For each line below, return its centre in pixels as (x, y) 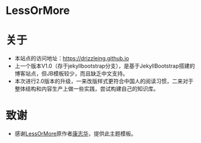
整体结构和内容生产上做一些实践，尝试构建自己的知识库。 (86, 89)
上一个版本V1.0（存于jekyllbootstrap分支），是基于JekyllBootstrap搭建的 (105, 66)
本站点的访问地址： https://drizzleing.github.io (72, 58)
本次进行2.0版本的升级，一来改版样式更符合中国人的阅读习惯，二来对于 (104, 81)
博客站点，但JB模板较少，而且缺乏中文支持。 (71, 74)
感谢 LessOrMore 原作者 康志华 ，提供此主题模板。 (76, 134)
